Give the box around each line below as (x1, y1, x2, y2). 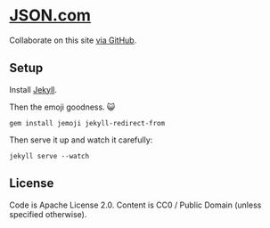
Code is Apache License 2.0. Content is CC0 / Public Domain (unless (9, 199, 262, 210)
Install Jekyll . (9, 84, 58, 94)
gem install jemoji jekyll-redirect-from (9, 118, 166, 127)
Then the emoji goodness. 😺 (9, 102, 116, 112)
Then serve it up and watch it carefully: (9, 134, 153, 145)
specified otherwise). (9, 208, 87, 219)
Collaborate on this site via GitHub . (9, 35, 137, 45)
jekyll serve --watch (9, 151, 90, 160)
